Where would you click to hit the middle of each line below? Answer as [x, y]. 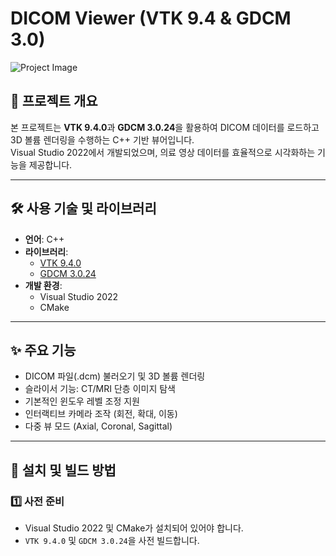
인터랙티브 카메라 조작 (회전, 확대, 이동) [101, 414]
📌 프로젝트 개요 [54, 101]
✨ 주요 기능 [43, 350]
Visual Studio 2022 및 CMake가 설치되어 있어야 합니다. [134, 528]
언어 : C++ [44, 239]
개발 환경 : [43, 285]
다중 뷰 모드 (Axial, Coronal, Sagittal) [98, 426]
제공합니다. [50, 164]
